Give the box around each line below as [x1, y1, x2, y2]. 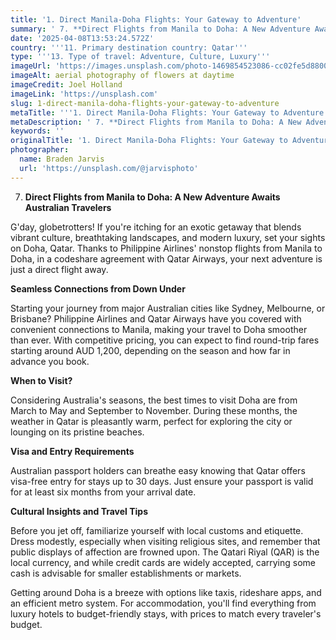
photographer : [10, 145, 70, 155]
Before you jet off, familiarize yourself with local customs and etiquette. [10, 524, 304, 536]
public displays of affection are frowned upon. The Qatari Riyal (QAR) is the [10, 546, 320, 558]
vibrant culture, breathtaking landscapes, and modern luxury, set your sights [10, 231, 326, 243]
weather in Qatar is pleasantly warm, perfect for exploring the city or [10, 415, 293, 427]
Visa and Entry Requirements [10, 445, 135, 457]
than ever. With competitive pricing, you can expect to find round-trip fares [10, 334, 320, 346]
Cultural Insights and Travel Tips [10, 505, 149, 517]
